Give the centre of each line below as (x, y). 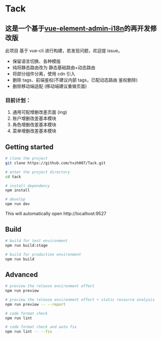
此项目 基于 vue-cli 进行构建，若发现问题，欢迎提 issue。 (64, 51)
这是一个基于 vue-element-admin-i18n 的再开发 (78, 28)
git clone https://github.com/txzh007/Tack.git (56, 163)
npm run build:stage (27, 245)
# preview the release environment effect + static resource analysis (80, 300)
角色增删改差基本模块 (34, 125)
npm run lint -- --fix (29, 332)
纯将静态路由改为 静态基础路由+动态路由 (54, 67)
